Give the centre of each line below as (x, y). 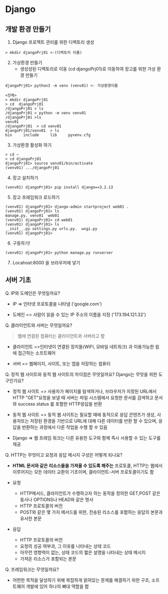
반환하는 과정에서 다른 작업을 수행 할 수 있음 (65, 427)
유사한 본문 (31, 518)
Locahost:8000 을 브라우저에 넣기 (46, 263)
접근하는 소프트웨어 (37, 353)
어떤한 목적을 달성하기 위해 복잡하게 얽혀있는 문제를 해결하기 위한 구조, (81, 580)
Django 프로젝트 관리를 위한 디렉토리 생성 (53, 42)
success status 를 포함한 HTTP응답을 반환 (60, 404)
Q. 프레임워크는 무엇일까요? (32, 569)
